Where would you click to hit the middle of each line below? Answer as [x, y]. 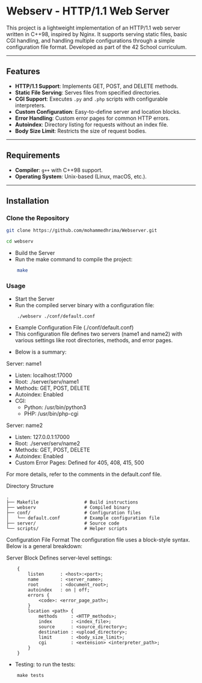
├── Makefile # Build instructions [72, 502]
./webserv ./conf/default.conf [56, 317]
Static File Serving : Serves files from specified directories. [88, 92]
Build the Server [35, 253]
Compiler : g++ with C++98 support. [59, 170]
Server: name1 [24, 364]
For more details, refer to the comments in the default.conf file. [84, 475]
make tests [31, 676]
